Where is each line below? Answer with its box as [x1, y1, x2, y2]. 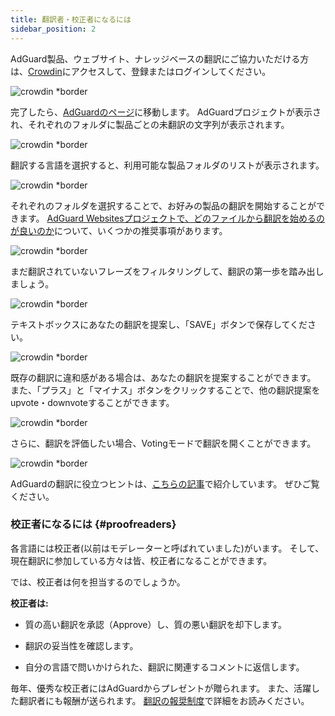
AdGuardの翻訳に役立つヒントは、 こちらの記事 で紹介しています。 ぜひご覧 [10, 477, 320, 490]
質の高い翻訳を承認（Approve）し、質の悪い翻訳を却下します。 [24, 618, 288, 630]
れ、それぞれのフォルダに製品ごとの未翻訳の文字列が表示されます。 [10, 118, 290, 130]
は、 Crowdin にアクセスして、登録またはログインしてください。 [10, 65, 272, 77]
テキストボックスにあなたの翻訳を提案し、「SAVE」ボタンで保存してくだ [10, 318, 308, 330]
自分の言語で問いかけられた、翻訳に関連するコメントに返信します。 [24, 661, 305, 673]
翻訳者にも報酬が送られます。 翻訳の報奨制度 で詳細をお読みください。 [18, 694, 310, 706]
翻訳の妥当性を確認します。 [24, 639, 139, 651]
